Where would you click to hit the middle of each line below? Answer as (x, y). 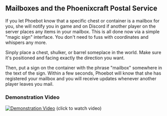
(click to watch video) (79, 108)
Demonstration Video (33, 97)
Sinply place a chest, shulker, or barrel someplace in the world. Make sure (83, 52)
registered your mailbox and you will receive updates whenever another (81, 78)
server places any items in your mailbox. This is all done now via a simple (82, 31)
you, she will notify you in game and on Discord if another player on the (81, 26)
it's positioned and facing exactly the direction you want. (65, 58)
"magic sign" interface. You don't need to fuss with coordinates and (77, 37)
